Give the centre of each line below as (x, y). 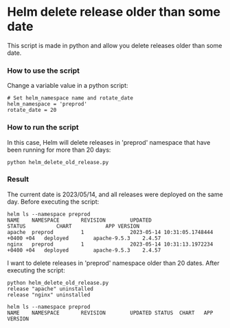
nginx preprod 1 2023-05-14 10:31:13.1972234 (110, 244)
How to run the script (43, 128)
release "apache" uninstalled (50, 289)
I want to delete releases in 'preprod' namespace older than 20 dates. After (113, 263)
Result (18, 179)
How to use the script (44, 71)
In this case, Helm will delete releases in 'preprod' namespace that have (109, 142)
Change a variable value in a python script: (68, 86)
